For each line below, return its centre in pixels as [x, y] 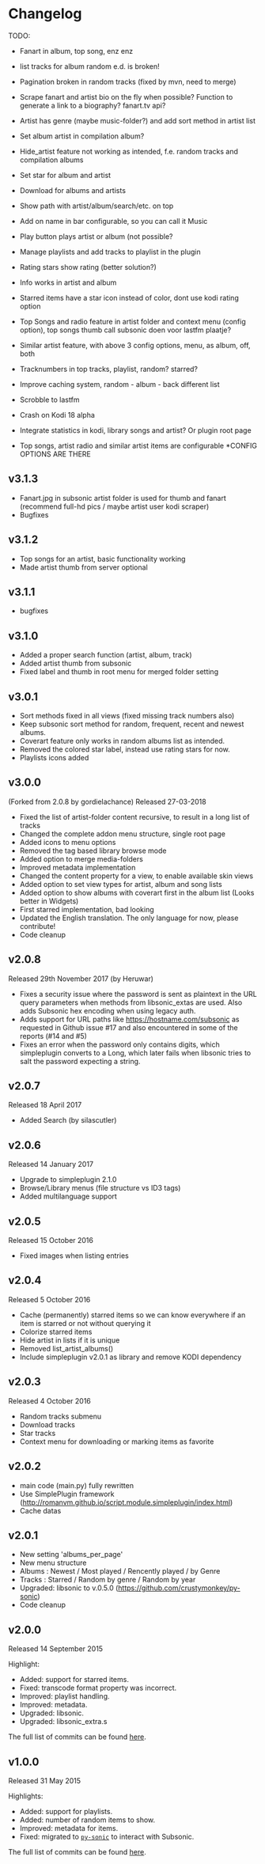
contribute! [38, 926]
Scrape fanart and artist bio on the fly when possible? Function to [126, 97]
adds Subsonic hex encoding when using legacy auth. [108, 1010]
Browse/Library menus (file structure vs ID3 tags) [100, 1188]
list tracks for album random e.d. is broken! [89, 66]
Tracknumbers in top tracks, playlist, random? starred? [109, 369]
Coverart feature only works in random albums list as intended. [122, 741]
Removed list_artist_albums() [66, 1348]
